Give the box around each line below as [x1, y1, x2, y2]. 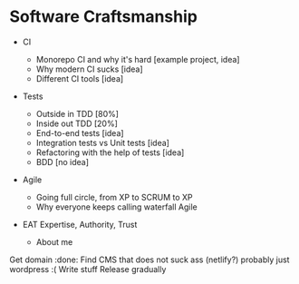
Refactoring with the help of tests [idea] [35, 147, 185, 158]
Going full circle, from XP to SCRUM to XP [35, 191, 193, 202]
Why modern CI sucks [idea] [35, 64, 143, 74]
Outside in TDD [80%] [35, 108, 120, 119]
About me [35, 236, 73, 247]
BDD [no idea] [35, 156, 89, 167]
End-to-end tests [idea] [35, 127, 124, 138]
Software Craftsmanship [9, 6, 198, 27]
